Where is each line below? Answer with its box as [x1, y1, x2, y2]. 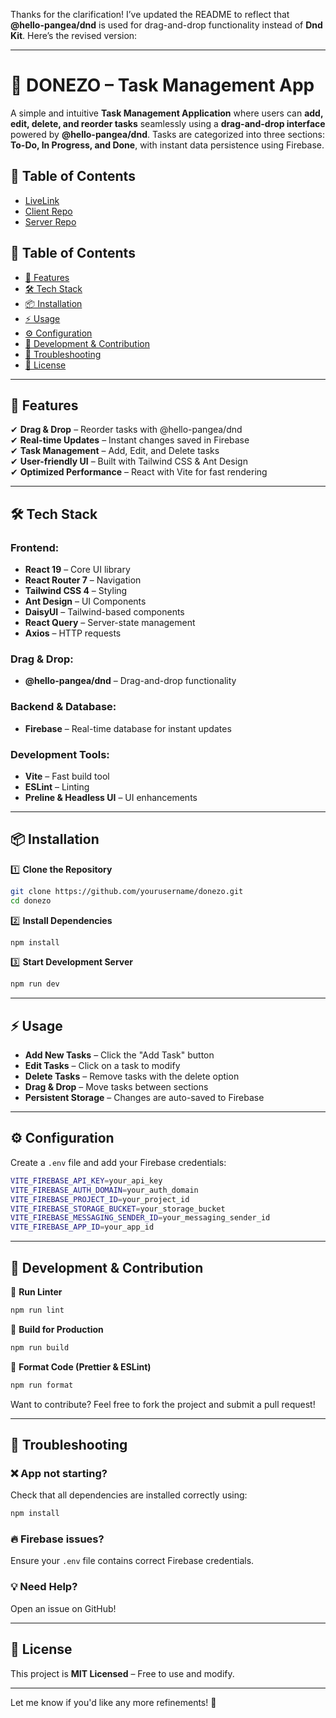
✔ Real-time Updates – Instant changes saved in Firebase [10, 434, 250, 446]
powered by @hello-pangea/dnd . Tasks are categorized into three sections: [10, 128, 325, 140]
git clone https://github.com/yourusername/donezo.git [10, 886, 244, 896]
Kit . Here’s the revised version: [10, 30, 138, 41]
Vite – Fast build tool [24, 770, 110, 782]
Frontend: [10, 540, 60, 554]
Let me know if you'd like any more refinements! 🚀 [10, 1696, 217, 1708]
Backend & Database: [10, 700, 117, 714]
